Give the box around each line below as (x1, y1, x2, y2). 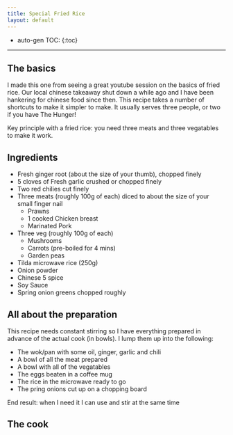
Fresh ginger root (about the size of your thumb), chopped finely (17, 170, 202, 178)
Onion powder (17, 266, 58, 275)
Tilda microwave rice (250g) (17, 259, 98, 267)
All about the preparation (7, 308, 118, 320)
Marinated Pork (27, 222, 72, 230)
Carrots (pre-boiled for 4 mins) (27, 244, 116, 253)
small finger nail (17, 200, 63, 208)
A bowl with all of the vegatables (17, 363, 111, 371)
